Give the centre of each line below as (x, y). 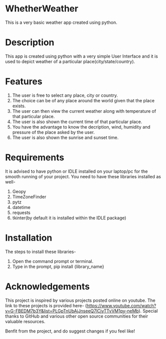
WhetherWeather (42, 9)
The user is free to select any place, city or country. (65, 95)
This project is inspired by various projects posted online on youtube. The (80, 300)
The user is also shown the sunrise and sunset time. (65, 137)
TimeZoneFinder (29, 197)
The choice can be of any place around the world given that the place (83, 100)
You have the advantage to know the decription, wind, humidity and (81, 127)
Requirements (35, 157)
